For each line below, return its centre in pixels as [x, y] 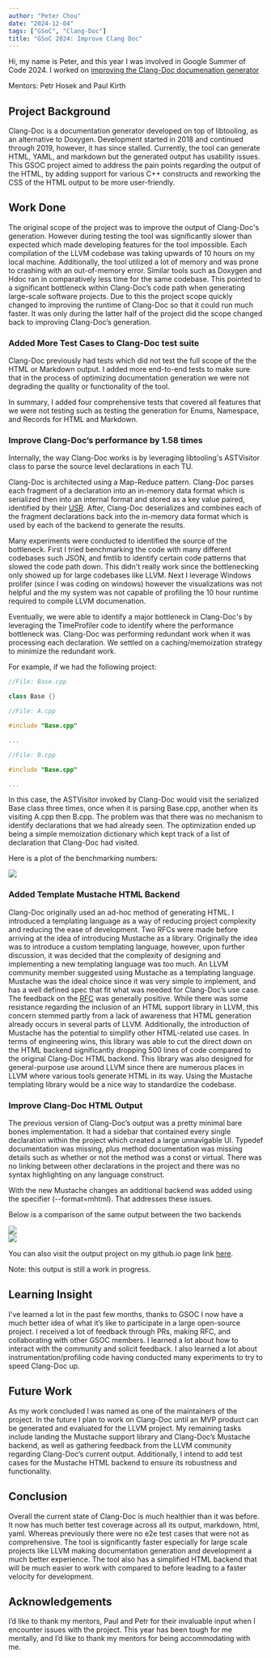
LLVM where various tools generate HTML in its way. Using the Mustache [131, 1076]
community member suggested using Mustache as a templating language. [132, 972]
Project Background [59, 111]
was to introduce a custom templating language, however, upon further [127, 946]
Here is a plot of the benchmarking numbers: [83, 859]
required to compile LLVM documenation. [77, 601]
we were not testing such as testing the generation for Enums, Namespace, [134, 411]
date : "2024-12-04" [41, 23]
